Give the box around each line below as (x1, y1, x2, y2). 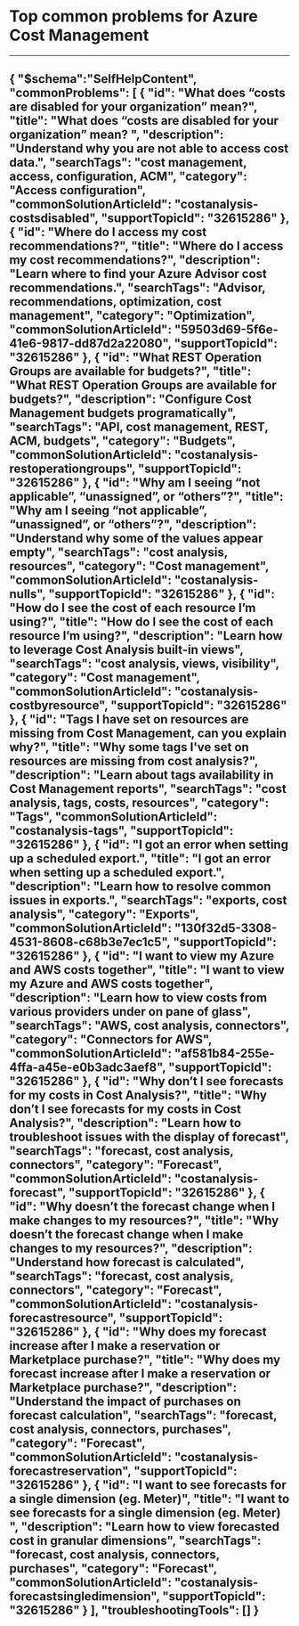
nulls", (9, 586, 46, 602)
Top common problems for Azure (9, 6, 258, 27)
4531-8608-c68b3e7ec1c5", (9, 935, 171, 950)
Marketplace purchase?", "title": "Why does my (9, 1352, 281, 1368)
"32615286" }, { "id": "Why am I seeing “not (9, 475, 261, 491)
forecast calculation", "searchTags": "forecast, (9, 1408, 278, 1423)
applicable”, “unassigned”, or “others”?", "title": (9, 489, 284, 504)
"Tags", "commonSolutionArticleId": (9, 809, 218, 825)
